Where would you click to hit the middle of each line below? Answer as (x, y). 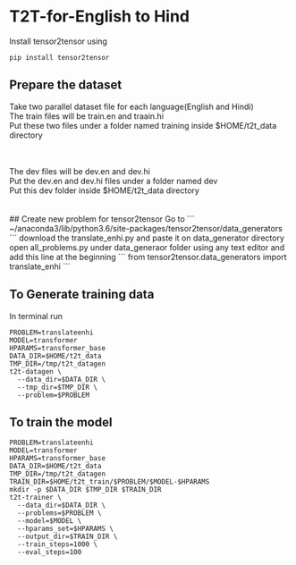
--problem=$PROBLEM (54, 395)
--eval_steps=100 (50, 552)
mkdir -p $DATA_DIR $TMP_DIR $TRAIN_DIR (86, 490)
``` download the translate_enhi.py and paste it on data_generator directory (147, 238)
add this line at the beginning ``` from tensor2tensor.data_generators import (148, 257)
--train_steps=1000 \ (58, 544)
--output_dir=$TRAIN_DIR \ (68, 537)
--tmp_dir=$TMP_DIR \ (58, 387)
